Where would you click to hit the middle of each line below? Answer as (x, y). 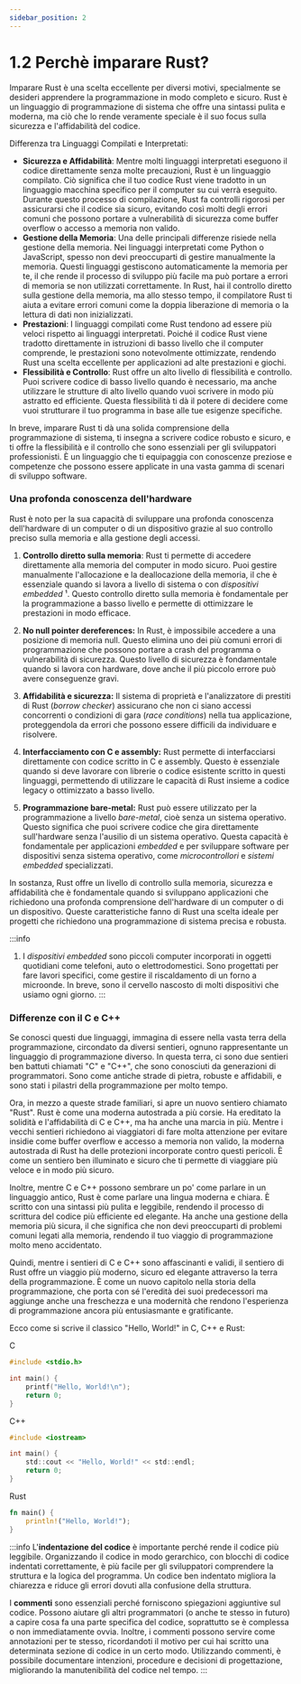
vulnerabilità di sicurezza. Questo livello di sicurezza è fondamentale (150, 659)
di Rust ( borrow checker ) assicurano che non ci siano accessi (137, 705)
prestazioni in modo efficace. (77, 613)
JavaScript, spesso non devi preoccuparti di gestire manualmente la (149, 256)
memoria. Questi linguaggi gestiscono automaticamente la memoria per (155, 266)
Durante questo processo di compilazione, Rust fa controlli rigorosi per (154, 199)
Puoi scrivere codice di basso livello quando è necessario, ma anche (150, 381)
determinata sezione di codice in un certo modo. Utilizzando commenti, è (145, 1651)
